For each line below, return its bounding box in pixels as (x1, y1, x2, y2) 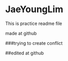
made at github (5, 30, 37, 36)
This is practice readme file (5, 20, 62, 26)
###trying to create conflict (5, 40, 63, 46)
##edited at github (5, 50, 44, 56)
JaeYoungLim (5, 4, 63, 15)
